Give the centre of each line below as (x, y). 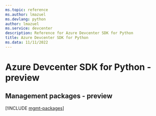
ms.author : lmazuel (26, 14)
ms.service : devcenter (29, 28)
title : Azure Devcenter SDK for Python (47, 38)
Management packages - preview (59, 96)
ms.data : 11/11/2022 (27, 42)
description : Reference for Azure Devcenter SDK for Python (69, 33)
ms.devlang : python (26, 19)
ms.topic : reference (27, 10)
